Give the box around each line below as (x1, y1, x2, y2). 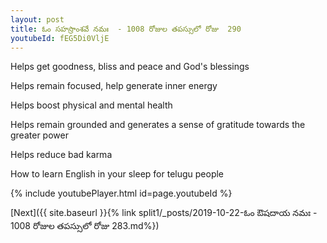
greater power (10, 129, 69, 141)
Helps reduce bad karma (10, 149, 113, 161)
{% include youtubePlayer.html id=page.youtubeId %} (10, 187, 233, 200)
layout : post (10, 14, 65, 25)
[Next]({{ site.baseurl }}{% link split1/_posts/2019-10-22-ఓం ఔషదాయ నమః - (10, 207, 318, 219)
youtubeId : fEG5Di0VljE (10, 33, 110, 43)
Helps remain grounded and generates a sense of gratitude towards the (10, 119, 306, 131)
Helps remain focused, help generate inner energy (10, 80, 218, 92)
